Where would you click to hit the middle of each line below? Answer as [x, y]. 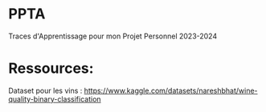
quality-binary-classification [55, 99]
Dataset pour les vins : [45, 90]
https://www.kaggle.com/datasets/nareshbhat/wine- [171, 90]
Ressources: [51, 68]
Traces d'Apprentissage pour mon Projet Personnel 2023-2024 [113, 36]
